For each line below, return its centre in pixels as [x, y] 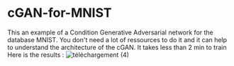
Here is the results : [36, 55]
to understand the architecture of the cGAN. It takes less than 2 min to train [117, 47]
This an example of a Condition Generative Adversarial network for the [111, 32]
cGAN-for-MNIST [60, 13]
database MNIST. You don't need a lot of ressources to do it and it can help [117, 39]
